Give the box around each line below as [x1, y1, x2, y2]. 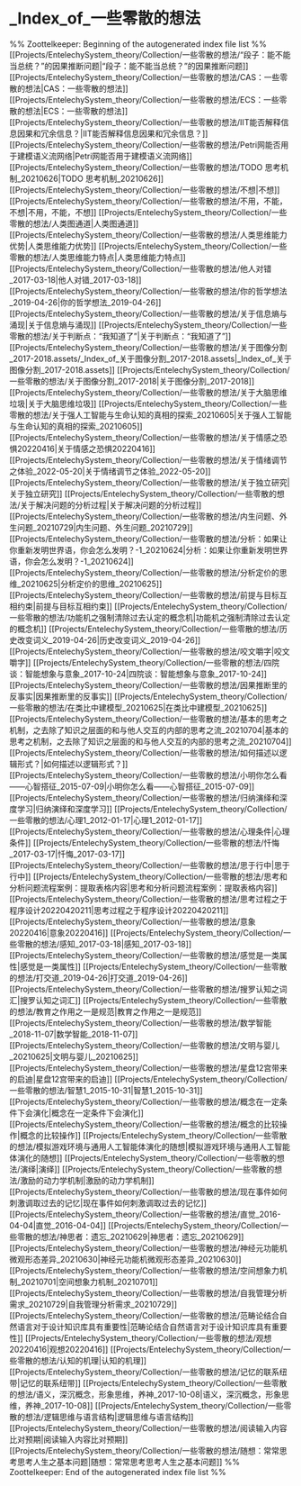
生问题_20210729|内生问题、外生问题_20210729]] [9, 521, 193, 532]
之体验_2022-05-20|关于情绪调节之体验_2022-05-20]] [9, 466, 211, 476]
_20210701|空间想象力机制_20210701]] [16, 1276, 159, 1287]
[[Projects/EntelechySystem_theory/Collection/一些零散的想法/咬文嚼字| [9, 646, 275, 657]
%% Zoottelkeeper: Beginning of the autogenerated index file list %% [9, 38, 268, 50]
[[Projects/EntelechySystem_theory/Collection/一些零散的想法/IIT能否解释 [9, 116, 281, 127]
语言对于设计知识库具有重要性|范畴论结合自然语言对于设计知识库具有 [16, 1321, 272, 1332]
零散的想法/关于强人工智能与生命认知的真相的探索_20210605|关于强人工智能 [9, 409, 292, 420]
